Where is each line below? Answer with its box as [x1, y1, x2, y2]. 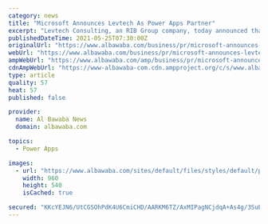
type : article [8, 71, 56, 79]
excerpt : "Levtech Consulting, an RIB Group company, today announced [8, 26, 248, 34]
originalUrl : [8, 42, 52, 50]
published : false [8, 94, 66, 102]
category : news [8, 11, 59, 20]
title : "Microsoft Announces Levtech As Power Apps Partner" [8, 19, 216, 27]
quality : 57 [8, 78, 48, 86]
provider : [8, 108, 41, 116]
